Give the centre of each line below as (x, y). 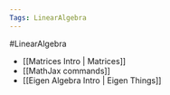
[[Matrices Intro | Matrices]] (74, 61)
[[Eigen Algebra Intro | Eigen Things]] (92, 80)
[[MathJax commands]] (66, 71)
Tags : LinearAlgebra (48, 18)
